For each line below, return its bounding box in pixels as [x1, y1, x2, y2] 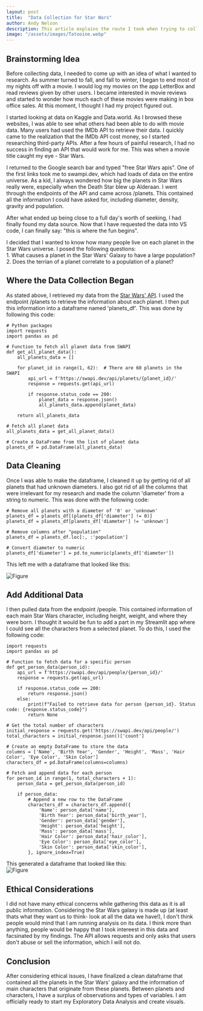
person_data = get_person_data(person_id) [17, 781, 126, 787]
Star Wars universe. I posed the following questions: [6, 245, 136, 252]
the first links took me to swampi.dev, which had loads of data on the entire [6, 170, 193, 177]
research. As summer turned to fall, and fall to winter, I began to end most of [6, 76, 196, 83]
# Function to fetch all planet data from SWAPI [6, 343, 131, 349]
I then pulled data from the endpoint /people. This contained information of [6, 606, 193, 613]
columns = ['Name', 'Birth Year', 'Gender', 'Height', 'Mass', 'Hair [6, 749, 185, 755]
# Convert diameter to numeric [6, 545, 85, 551]
